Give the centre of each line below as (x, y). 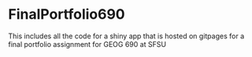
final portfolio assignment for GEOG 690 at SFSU (87, 44)
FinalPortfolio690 (67, 14)
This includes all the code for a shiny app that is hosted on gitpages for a (126, 36)
